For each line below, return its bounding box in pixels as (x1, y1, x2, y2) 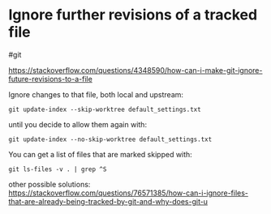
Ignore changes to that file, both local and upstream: (8, 89, 184, 99)
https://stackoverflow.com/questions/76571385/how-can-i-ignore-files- (8, 188, 249, 198)
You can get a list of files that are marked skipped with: (8, 149, 192, 159)
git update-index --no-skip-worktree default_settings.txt (8, 135, 213, 143)
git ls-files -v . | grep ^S (8, 165, 107, 173)
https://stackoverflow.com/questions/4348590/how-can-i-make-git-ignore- (8, 65, 263, 75)
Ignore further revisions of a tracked (8, 6, 258, 24)
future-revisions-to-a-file (8, 74, 93, 83)
